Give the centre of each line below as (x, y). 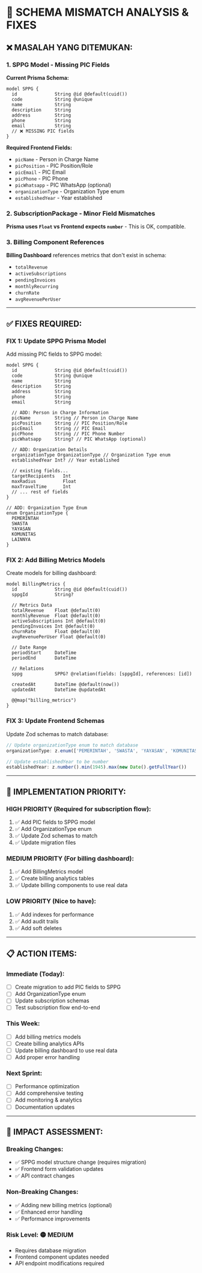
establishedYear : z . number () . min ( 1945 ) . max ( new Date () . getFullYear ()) (96, 767)
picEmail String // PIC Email (59, 429)
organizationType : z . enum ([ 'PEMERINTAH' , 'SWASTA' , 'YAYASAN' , (87, 751)
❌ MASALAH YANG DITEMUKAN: (69, 47)
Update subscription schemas (52, 1001)
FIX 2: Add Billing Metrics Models (56, 560)
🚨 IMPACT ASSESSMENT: (55, 1132)
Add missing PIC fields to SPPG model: (54, 354)
